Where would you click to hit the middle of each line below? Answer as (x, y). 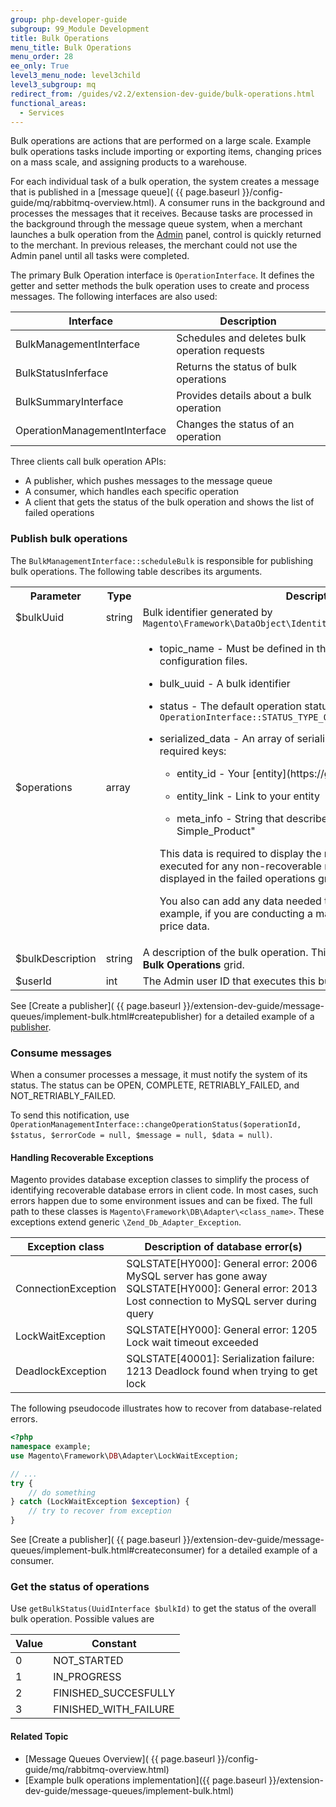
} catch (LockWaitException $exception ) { (100, 1502)
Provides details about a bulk (244, 396)
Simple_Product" (216, 831)
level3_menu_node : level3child (75, 76)
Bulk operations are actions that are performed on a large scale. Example (161, 141)
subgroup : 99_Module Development (80, 29)
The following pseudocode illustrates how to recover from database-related (166, 1408)
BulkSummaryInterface (69, 402)
